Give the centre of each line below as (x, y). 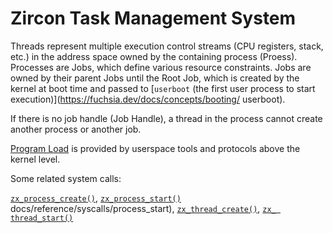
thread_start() (42, 218)
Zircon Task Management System (153, 18)
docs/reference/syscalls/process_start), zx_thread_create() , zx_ (143, 208)
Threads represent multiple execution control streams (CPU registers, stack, (167, 46)
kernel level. (35, 159)
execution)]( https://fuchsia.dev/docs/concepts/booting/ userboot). (148, 99)
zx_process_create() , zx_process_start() (96, 198)
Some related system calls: (66, 178)
